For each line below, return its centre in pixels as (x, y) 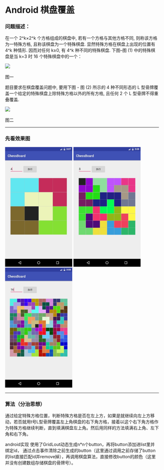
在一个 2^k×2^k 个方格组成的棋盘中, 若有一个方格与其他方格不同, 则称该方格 (81, 38)
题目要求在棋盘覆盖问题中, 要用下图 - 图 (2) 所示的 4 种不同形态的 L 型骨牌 (80, 87)
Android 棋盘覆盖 (40, 10)
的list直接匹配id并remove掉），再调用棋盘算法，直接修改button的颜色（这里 (81, 457)
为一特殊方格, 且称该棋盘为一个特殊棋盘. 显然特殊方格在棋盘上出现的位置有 (80, 44)
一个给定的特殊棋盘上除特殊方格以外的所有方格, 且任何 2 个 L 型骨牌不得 (82, 94)
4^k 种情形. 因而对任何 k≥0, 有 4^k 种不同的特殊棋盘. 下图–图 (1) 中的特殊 (78, 50)
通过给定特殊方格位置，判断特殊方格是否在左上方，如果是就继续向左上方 (78, 416)
